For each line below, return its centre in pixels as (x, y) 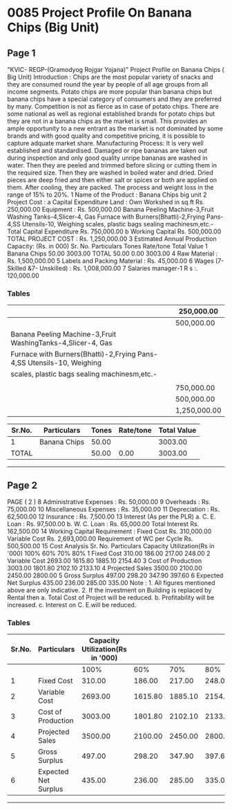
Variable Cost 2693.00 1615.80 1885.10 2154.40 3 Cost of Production (105, 561)
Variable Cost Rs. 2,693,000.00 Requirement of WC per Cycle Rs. (100, 539)
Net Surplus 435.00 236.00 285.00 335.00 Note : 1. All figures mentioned (111, 583)
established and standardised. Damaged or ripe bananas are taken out (107, 151)
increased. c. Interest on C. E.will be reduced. (72, 605)
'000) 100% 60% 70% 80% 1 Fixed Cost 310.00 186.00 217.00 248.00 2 (109, 553)
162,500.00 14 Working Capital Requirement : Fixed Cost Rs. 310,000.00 (109, 532)
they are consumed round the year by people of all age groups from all (108, 84)
